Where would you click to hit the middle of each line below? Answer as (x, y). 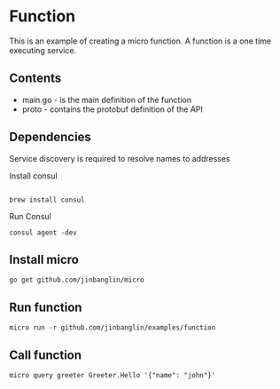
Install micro (44, 259)
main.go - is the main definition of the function (107, 99)
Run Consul (30, 216)
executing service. (43, 50)
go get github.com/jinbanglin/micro (77, 280)
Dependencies (50, 137)
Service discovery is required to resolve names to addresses (120, 158)
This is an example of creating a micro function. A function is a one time (140, 41)
